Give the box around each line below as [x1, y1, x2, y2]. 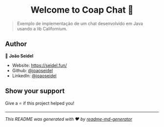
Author [5, 40, 27, 48]
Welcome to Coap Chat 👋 [30, 4, 134, 16]
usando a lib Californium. [17, 25, 67, 31]
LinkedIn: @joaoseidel [12, 73, 57, 79]
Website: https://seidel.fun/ [12, 62, 67, 68]
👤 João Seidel [5, 53, 34, 59]
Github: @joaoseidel [12, 67, 53, 73]
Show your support [5, 87, 65, 95]
